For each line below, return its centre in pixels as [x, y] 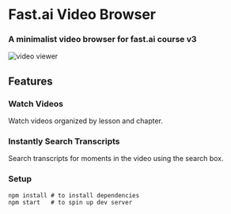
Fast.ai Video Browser [82, 15]
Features [30, 81]
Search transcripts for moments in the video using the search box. [116, 159]
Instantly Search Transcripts [64, 141]
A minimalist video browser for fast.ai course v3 [102, 39]
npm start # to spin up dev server [70, 202]
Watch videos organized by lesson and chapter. [86, 121]
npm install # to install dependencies [74, 195]
